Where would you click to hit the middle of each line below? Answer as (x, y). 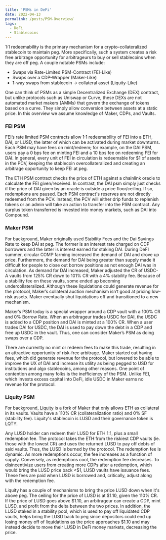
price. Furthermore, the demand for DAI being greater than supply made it (80, 260)
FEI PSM (15, 126)
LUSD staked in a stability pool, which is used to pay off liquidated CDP (78, 511)
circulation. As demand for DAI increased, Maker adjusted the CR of (74, 270)
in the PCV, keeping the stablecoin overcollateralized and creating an (75, 163)
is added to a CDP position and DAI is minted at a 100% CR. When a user (79, 322)
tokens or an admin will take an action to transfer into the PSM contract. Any (83, 205)
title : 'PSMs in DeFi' (28, 10)
